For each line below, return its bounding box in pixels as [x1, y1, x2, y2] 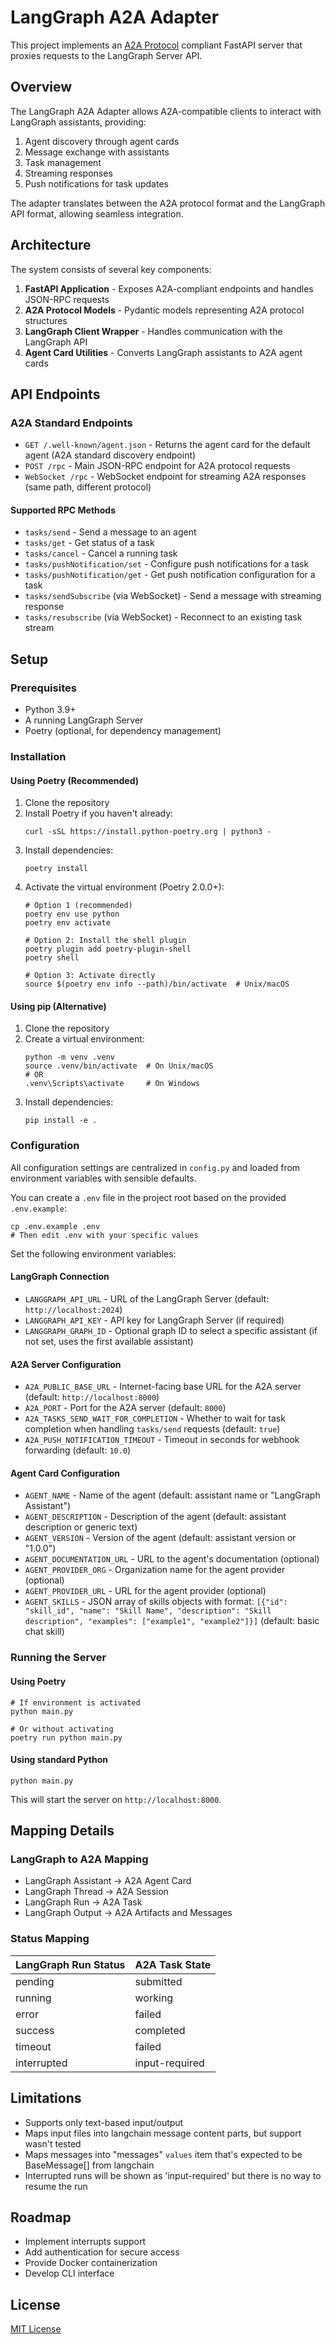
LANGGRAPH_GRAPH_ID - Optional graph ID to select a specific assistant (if [24, 1324, 318, 1336]
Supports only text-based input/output [24, 2116, 184, 2128]
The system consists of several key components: [10, 263, 212, 275]
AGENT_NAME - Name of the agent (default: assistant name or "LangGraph [24, 1489, 321, 1501]
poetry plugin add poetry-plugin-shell [24, 944, 192, 955]
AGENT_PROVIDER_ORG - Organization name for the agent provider [24, 1564, 286, 1576]
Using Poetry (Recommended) [10, 774, 140, 786]
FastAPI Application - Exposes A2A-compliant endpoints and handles [24, 282, 314, 295]
